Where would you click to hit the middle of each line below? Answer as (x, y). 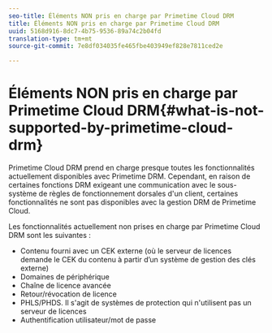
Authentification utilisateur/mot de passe (88, 320)
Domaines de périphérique (65, 277)
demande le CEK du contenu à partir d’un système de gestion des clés (138, 260)
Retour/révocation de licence (69, 294)
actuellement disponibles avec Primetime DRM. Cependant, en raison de (130, 176)
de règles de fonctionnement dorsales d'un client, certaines (138, 194)
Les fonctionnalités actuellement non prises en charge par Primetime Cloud (134, 227)
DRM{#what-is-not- (196, 111)
